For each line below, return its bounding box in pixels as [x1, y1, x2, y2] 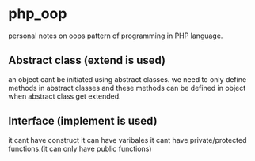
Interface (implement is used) [8, 114, 158, 128]
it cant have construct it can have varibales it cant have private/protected [8, 135, 247, 144]
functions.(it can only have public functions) [8, 144, 152, 153]
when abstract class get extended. [8, 92, 121, 101]
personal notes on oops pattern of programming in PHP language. [8, 31, 223, 40]
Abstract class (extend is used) [8, 54, 166, 67]
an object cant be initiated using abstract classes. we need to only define [8, 74, 247, 84]
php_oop [8, 5, 67, 23]
